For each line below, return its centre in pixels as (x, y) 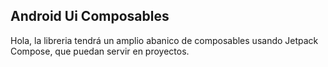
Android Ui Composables (90, 16)
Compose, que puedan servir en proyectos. (100, 51)
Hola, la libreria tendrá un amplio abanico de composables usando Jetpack (164, 40)
